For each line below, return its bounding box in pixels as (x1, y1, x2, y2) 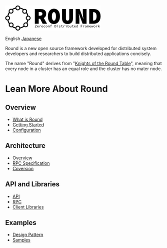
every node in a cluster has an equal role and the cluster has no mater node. (5, 66, 162, 72)
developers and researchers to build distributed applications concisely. (5, 51, 151, 57)
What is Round (12, 116, 43, 122)
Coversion (12, 165, 34, 171)
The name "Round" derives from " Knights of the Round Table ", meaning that (5, 61, 162, 66)
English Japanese (5, 36, 42, 42)
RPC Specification (12, 160, 50, 166)
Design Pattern (12, 231, 43, 238)
